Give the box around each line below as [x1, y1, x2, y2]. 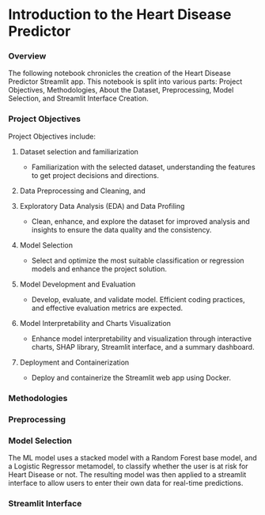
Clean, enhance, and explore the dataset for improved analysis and [31, 216, 251, 226]
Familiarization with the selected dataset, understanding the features [31, 162, 256, 172]
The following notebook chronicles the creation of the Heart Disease [8, 69, 232, 78]
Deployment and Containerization [19, 358, 130, 367]
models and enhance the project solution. [31, 263, 168, 274]
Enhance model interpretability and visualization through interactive [31, 334, 252, 343]
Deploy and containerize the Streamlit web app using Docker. [31, 373, 232, 382]
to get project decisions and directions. [31, 170, 160, 180]
